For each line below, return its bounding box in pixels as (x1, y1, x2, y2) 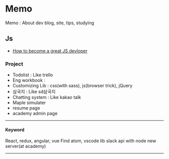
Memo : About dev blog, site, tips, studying (5, 20, 95, 26)
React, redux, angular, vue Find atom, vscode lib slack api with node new (5, 138, 156, 144)
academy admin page (12, 111, 58, 117)
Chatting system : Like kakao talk (12, 94, 81, 100)
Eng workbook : (12, 77, 45, 83)
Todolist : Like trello (12, 72, 53, 78)
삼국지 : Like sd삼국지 (12, 89, 56, 95)
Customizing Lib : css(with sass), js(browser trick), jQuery (12, 83, 133, 89)
